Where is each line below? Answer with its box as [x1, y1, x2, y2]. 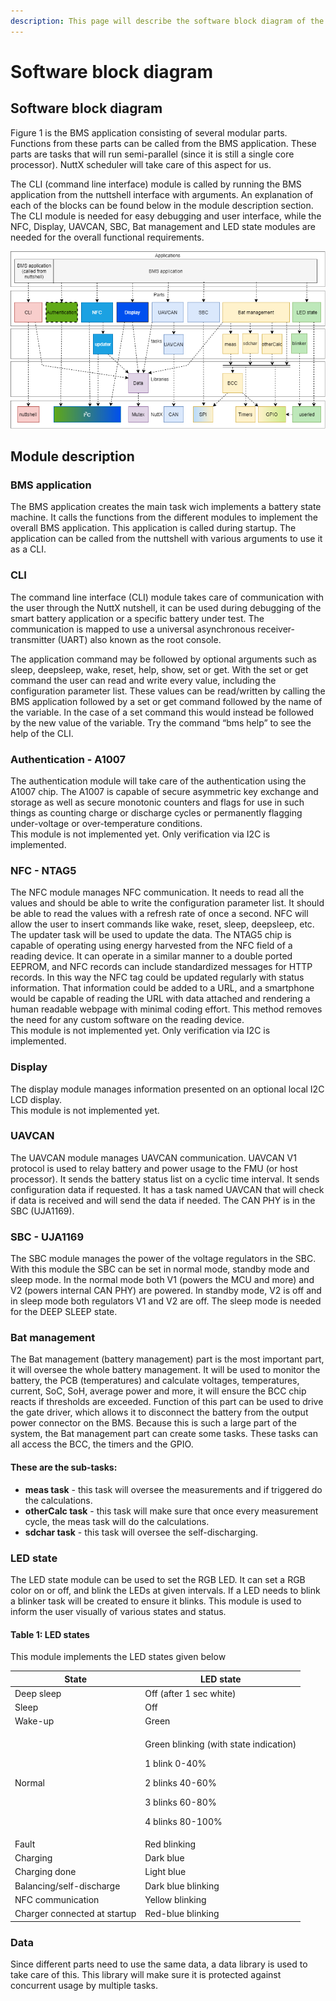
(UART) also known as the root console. [57, 633, 222, 645]
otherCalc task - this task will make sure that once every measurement [24, 1505, 319, 1517]
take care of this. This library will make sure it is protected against [10, 1968, 282, 1980]
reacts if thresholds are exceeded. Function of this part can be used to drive [10, 1396, 324, 1408]
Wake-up [14, 1715, 55, 1727]
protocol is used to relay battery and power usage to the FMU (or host [10, 1162, 298, 1174]
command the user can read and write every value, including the [10, 674, 277, 686]
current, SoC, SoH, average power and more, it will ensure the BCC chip [10, 1385, 307, 1397]
